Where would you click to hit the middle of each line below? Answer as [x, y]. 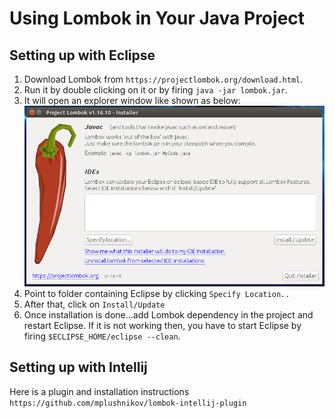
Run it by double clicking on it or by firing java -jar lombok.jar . [155, 90]
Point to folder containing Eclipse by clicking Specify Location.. [157, 294]
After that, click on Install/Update [94, 304]
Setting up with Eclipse [82, 55]
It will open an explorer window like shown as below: [132, 100]
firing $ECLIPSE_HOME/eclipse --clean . [102, 336]
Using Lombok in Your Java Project [157, 18]
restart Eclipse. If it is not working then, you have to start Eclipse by [162, 326]
